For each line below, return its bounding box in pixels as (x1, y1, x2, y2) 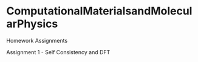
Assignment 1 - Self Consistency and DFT (6, 48, 111, 55)
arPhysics (6, 17, 58, 31)
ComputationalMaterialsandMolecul (6, 4, 193, 18)
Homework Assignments (6, 37, 68, 44)
